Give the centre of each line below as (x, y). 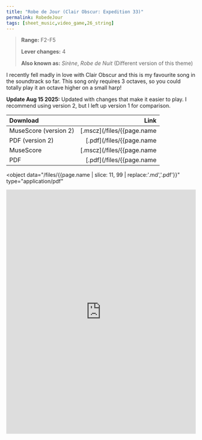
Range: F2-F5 (38, 40)
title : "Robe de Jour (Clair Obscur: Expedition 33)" (75, 12)
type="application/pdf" (35, 182)
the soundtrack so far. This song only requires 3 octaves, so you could (93, 81)
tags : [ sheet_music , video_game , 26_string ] (60, 23)
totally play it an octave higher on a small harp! (64, 88)
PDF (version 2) (32, 141)
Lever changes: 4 (43, 52)
